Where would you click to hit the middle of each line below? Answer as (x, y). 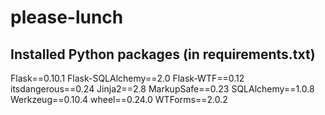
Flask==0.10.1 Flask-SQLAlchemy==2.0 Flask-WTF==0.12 (127, 78)
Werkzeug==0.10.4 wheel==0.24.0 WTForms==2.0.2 (119, 99)
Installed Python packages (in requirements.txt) (163, 54)
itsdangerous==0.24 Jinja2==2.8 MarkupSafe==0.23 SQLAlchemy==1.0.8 (162, 89)
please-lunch (67, 17)
